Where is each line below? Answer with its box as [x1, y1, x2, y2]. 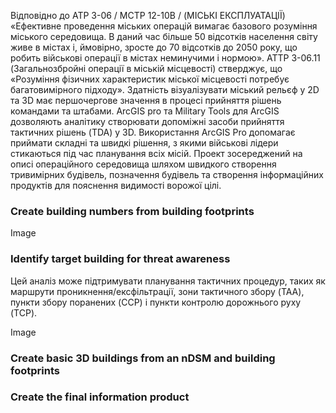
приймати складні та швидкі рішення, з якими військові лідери [10, 137, 279, 149]
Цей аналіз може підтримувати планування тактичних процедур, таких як [10, 275, 326, 287]
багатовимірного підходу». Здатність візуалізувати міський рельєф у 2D [10, 84, 320, 95]
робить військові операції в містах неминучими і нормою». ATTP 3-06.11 [10, 52, 321, 64]
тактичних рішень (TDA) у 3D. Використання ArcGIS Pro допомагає [10, 126, 296, 138]
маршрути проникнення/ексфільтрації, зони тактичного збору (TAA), [10, 285, 305, 297]
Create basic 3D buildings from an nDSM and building [10, 351, 276, 365]
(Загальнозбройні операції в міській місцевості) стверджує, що [10, 63, 283, 74]
